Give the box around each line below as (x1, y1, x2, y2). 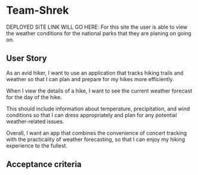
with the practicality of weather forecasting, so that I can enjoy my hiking (6, 136, 185, 143)
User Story (6, 53, 47, 63)
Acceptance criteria (6, 159, 82, 170)
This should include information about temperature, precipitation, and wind (6, 105, 190, 112)
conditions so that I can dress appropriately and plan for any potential (6, 111, 177, 118)
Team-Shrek (6, 4, 69, 17)
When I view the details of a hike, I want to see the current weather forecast (6, 87, 193, 94)
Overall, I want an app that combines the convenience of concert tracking (6, 129, 187, 136)
